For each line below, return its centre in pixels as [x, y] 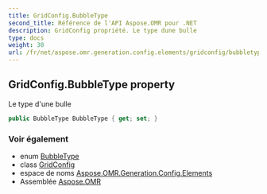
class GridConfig [47, 165]
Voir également [39, 138]
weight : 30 [26, 45]
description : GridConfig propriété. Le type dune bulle [103, 30]
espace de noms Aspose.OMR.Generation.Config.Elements [116, 173]
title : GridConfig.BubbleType [58, 16]
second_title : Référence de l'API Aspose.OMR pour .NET [103, 23]
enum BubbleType [49, 156]
